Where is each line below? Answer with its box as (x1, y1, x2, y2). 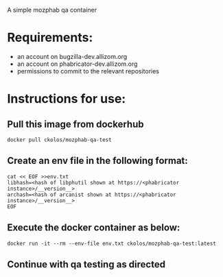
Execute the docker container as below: (7, 222, 180, 234)
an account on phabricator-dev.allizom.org (16, 60, 138, 68)
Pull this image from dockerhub (7, 118, 144, 130)
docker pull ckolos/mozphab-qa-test (7, 136, 112, 143)
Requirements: (7, 30, 93, 45)
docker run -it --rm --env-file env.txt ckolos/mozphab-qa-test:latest (7, 240, 216, 247)
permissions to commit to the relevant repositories (16, 67, 160, 75)
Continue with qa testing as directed (7, 258, 166, 270)
